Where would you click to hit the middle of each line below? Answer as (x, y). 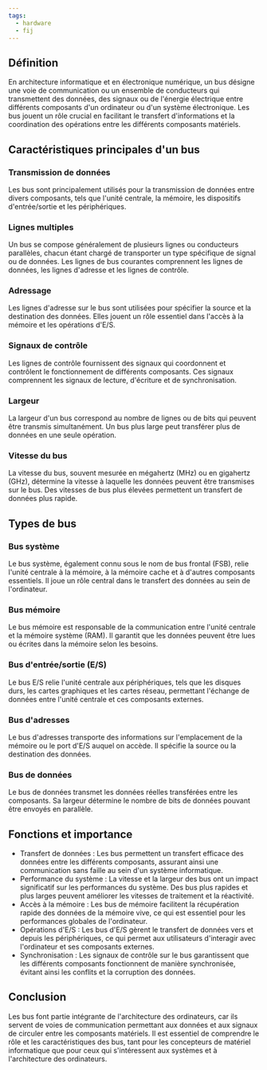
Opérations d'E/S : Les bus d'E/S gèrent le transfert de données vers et (136, 930)
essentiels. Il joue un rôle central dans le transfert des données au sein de (130, 581)
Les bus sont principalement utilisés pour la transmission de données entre (132, 189)
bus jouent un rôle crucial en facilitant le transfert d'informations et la (122, 116)
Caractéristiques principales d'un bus (104, 150)
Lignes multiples (41, 227)
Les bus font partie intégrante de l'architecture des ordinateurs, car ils (123, 1016)
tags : (17, 16)
